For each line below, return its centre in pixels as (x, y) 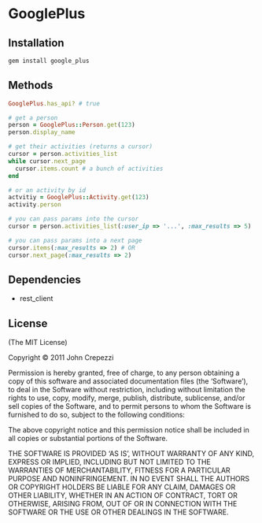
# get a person (33, 118)
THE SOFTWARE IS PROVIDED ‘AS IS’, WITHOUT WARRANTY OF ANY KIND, (131, 454)
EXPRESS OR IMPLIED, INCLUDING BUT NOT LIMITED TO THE (109, 462)
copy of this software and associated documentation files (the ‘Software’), (128, 381)
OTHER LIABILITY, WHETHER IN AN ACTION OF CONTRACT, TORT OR (123, 495)
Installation (36, 43)
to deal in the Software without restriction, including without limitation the (127, 390)
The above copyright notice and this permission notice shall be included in (129, 430)
